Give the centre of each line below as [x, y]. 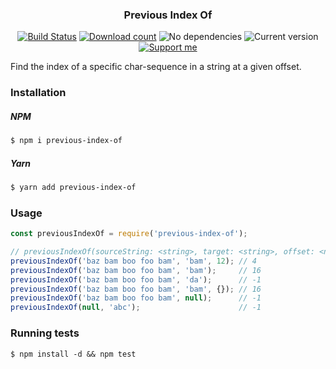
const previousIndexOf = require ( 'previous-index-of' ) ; [129, 234]
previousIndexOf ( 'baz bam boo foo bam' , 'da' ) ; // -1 [136, 279]
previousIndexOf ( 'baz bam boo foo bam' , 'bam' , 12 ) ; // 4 [133, 261]
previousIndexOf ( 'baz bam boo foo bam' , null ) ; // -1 [136, 298]
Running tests [45, 333]
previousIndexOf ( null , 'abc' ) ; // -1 [136, 308]
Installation [38, 93]
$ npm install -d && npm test [73, 354]
